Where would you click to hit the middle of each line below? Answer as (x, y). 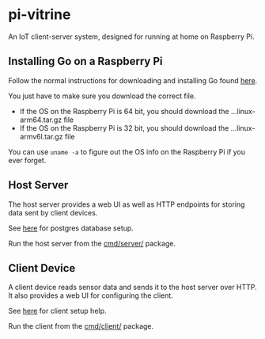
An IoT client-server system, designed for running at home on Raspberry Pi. (131, 36)
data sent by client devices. (53, 212)
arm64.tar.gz (40, 120)
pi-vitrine (40, 15)
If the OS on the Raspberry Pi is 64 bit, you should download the (124, 111)
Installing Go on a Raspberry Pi (85, 61)
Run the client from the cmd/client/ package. (81, 326)
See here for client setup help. (57, 311)
